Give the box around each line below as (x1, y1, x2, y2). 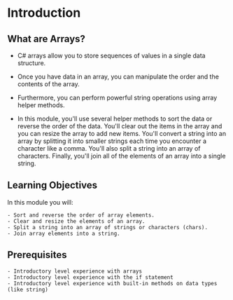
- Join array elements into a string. (7, 230, 120, 237)
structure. (17, 59, 46, 67)
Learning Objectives (7, 179, 98, 191)
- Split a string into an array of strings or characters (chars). (7, 224, 209, 231)
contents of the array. (17, 80, 80, 88)
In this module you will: (7, 198, 73, 206)
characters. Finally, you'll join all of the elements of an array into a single (17, 152, 226, 160)
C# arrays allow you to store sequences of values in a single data (17, 51, 206, 60)
